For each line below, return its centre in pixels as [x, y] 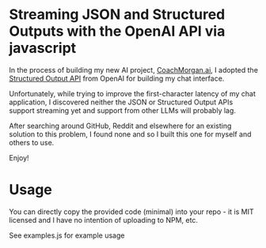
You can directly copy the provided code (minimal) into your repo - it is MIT [131, 212]
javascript [43, 48]
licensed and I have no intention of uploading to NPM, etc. [104, 220]
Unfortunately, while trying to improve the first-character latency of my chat [132, 93]
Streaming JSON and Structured [117, 15]
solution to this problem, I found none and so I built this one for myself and [130, 134]
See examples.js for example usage [67, 235]
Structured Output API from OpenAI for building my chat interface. [117, 78]
